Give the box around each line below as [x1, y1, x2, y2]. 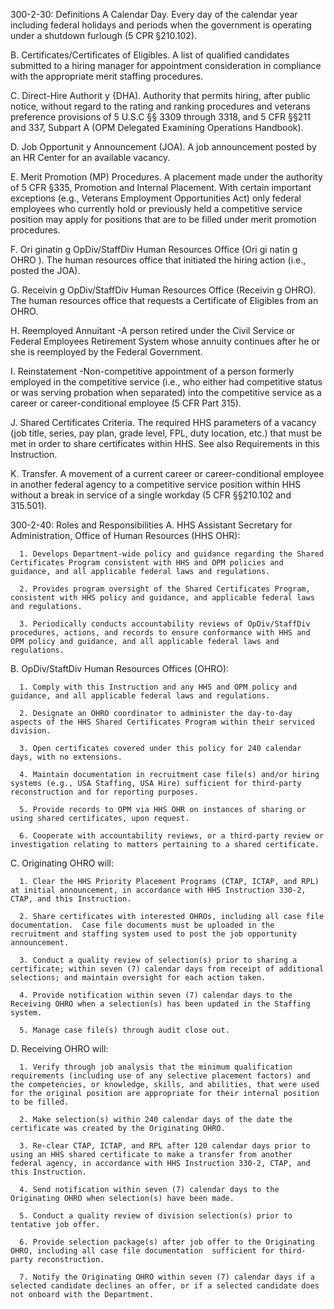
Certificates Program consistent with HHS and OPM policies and [10, 558, 284, 568]
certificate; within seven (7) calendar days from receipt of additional [10, 964, 325, 974]
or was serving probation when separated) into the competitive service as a [10, 387, 322, 398]
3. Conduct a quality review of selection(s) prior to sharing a [19, 955, 298, 965]
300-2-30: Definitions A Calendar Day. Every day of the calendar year [10, 9, 298, 20]
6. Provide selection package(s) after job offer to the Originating [19, 1237, 315, 1247]
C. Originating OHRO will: [10, 857, 114, 869]
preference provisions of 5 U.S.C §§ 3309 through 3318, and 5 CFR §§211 [10, 111, 311, 123]
